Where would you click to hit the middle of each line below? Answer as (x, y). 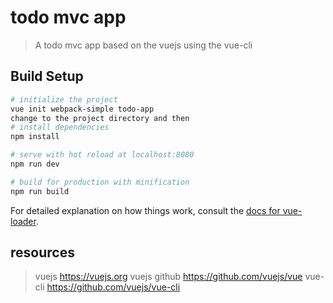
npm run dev (35, 164)
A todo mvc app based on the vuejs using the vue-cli (143, 45)
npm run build (40, 191)
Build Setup (47, 76)
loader (23, 221)
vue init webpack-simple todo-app (82, 109)
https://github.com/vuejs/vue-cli (113, 287)
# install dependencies (60, 127)
